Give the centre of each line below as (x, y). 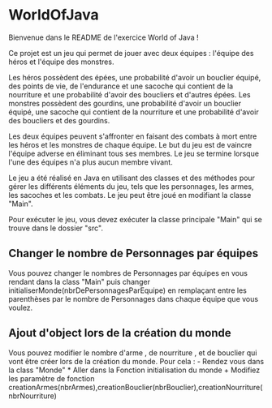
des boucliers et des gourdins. (59, 120)
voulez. (21, 307)
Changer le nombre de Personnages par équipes (134, 253)
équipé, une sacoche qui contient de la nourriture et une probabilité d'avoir (134, 112)
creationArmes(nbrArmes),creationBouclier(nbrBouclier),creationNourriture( (136, 387)
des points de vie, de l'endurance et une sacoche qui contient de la (121, 86)
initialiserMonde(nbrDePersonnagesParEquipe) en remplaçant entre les (128, 290)
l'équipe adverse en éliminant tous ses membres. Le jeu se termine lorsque (134, 153)
